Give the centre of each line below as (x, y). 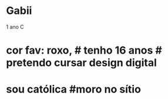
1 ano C (15, 27)
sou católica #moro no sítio (73, 89)
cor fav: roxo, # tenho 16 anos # (84, 50)
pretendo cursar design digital (81, 63)
